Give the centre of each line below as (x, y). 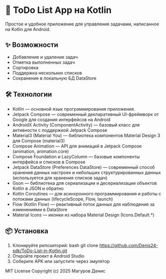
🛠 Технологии (29, 94)
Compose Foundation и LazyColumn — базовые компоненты (76, 156)
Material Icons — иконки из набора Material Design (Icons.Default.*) (83, 215)
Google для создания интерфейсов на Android (61, 120)
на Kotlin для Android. (28, 29)
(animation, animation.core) (41, 151)
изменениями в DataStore (40, 209)
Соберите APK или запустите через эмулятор (61, 262)
